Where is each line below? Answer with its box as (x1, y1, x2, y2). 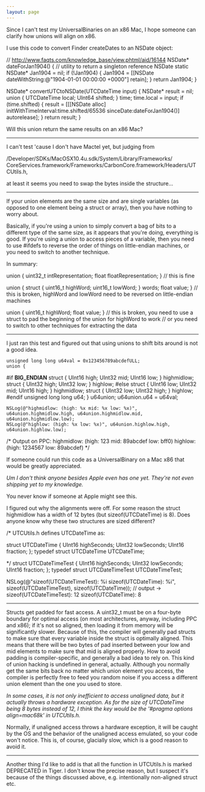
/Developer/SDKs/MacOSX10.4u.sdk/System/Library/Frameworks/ (6, 154, 173, 162)
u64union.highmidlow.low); (6, 416, 75, 422)
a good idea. (6, 345, 38, 353)
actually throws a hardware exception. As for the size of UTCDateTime (6, 698, 185, 706)
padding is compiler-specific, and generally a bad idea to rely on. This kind (6, 654, 195, 662)
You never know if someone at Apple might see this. (6, 492, 137, 500)
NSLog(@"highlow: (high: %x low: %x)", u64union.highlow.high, (6, 421, 171, 428)
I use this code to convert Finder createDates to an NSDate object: (6, 44, 173, 51)
